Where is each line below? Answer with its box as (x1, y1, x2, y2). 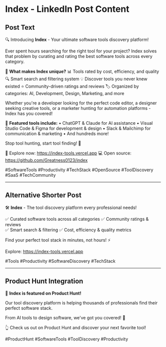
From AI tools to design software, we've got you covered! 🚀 (5, 314, 126, 320)
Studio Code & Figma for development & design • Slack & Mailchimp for (5, 125, 151, 131)
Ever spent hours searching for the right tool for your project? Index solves (5, 48, 157, 54)
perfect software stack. (5, 305, 53, 311)
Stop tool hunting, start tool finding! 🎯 (5, 140, 82, 146)
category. (5, 58, 25, 64)
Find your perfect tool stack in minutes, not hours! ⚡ (5, 237, 111, 243)
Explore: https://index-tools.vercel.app (5, 248, 83, 254)
